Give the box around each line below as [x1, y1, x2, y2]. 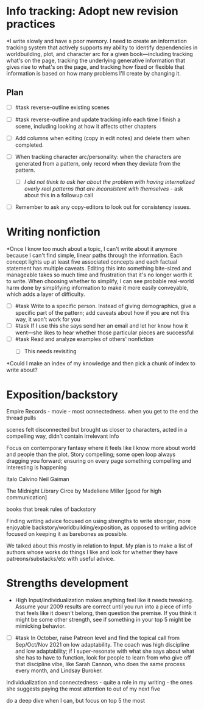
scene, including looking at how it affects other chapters [15, 122, 157, 130]
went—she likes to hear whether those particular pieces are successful [15, 329, 194, 336]
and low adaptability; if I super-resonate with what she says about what [15, 647, 195, 655]
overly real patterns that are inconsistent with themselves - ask [24, 185, 184, 192]
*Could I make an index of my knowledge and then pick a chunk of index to [6, 360, 196, 367]
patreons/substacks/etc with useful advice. [6, 555, 115, 563]
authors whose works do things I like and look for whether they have [6, 549, 178, 556]
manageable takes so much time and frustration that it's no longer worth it [6, 271, 192, 278]
